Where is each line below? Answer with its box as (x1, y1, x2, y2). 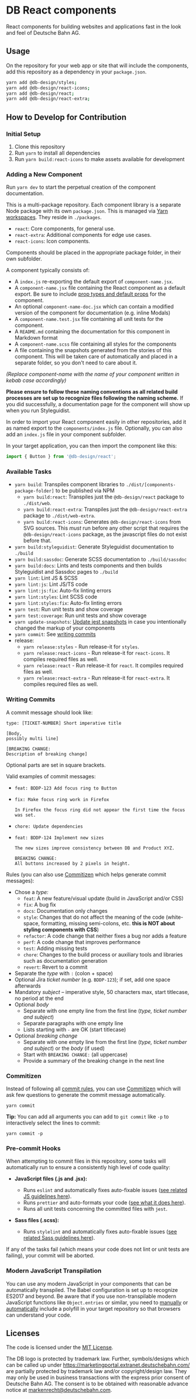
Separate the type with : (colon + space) (14, 969, 113, 976)
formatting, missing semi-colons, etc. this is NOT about (40, 919, 176, 926)
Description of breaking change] (6, 751, 88, 757)
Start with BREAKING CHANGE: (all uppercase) (23, 1050, 128, 1058)
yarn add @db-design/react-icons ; (6, 85, 91, 91)
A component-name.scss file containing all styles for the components (14, 340, 177, 347)
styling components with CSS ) (23, 926, 99, 933)
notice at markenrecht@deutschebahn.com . (6, 1387, 112, 1394)
